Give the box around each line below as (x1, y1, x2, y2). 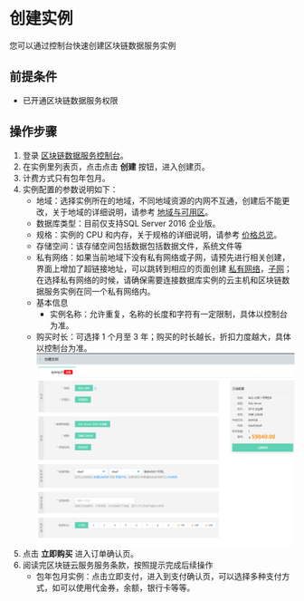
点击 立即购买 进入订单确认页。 (22, 548, 138, 559)
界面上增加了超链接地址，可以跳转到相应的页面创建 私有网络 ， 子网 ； (35, 263, 292, 274)
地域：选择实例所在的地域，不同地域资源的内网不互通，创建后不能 (35, 195, 282, 206)
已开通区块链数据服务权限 (22, 94, 119, 105)
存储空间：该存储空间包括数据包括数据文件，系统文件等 (35, 240, 242, 251)
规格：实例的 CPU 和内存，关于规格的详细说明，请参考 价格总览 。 (35, 228, 282, 240)
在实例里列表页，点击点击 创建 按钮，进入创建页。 (22, 160, 210, 172)
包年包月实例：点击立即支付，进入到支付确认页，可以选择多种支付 (35, 571, 282, 582)
